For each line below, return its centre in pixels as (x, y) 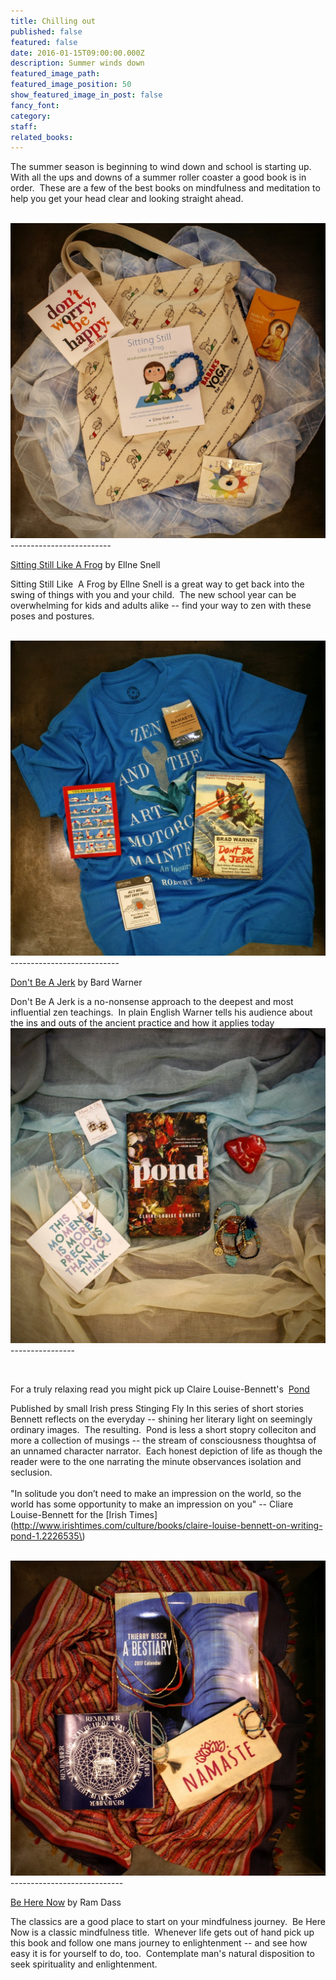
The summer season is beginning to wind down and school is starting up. (161, 167)
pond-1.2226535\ (46, 1536)
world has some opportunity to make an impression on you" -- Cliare (152, 1504)
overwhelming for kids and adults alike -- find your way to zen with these (161, 606)
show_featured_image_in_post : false (86, 95)
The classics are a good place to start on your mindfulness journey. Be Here (168, 1922)
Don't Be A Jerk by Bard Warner (76, 982)
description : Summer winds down (77, 63)
